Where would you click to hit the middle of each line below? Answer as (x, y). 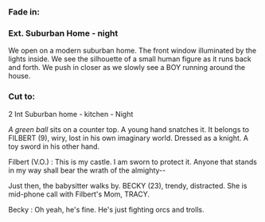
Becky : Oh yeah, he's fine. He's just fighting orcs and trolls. (106, 209)
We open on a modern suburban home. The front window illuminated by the (132, 51)
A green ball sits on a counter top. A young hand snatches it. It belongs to (129, 129)
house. (19, 76)
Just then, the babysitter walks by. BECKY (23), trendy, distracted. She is (128, 185)
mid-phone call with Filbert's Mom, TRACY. (79, 194)
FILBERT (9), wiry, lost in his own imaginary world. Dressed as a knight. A (129, 138)
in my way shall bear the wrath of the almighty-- (87, 170)
